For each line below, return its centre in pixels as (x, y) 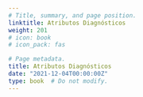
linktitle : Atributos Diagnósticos (67, 23)
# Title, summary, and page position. (72, 15)
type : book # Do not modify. (58, 81)
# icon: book (30, 37)
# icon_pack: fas (37, 45)
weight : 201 (28, 30)
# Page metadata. (37, 59)
